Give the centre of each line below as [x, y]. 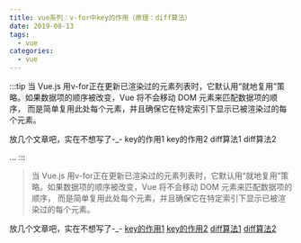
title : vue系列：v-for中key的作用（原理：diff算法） [100, 18]
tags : [19, 34]
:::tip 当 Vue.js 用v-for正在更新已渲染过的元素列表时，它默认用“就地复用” [143, 86]
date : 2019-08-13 [42, 26]
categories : [31, 51]
